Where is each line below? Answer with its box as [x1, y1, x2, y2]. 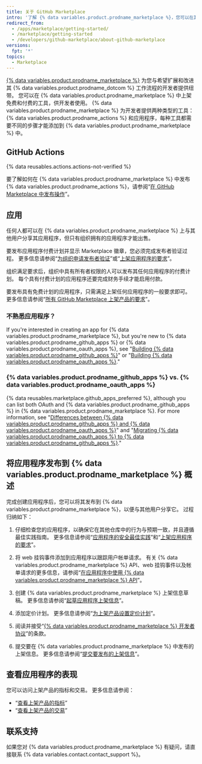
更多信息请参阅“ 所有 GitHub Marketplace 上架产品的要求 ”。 [6, 296, 153, 303]
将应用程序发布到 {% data [6, 459, 102, 469]
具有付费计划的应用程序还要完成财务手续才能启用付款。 [28, 275, 166, 283]
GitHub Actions [6, 147, 65, 157]
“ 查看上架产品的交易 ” [14, 707, 68, 714]
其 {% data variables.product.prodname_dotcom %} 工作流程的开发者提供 [6, 84, 189, 91]
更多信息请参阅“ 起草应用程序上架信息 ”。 [26, 596, 127, 604]
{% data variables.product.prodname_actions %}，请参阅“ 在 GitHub [6, 183, 174, 190]
